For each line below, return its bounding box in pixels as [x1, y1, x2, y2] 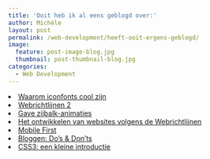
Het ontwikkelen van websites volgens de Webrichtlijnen [18, 116, 202, 126]
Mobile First [18, 125, 57, 135]
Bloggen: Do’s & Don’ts [18, 133, 92, 142]
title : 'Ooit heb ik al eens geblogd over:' [8, 11, 157, 20]
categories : [8, 63, 47, 71]
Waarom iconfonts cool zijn [18, 91, 107, 101]
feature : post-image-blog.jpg [15, 48, 114, 56]
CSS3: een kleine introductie [18, 142, 111, 151]
